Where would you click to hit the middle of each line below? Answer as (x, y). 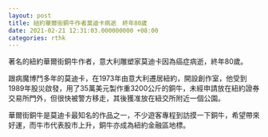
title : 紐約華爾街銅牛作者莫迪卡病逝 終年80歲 (78, 23)
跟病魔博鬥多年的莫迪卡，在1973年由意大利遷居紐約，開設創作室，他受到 (128, 78)
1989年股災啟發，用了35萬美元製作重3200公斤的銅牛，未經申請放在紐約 (127, 88)
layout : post (30, 16)
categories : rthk (37, 38)
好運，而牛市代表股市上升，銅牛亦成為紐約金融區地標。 (99, 125)
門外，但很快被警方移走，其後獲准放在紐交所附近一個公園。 (127, 98)
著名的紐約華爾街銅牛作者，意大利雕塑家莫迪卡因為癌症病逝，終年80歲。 (128, 61)
